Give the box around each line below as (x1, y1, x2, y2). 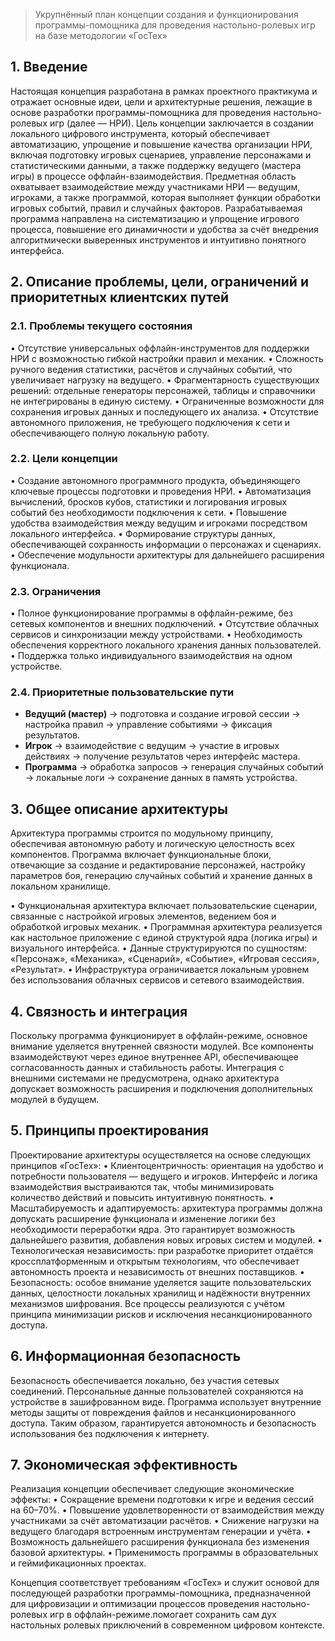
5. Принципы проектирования (10, 1122, 209, 1139)
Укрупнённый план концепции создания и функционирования (34, 9, 299, 20)
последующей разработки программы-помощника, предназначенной (10, 1587, 311, 1599)
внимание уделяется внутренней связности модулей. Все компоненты (10, 1040, 315, 1053)
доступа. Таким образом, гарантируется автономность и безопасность (10, 1417, 317, 1429)
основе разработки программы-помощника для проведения (10, 106, 272, 118)
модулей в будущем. (10, 1094, 100, 1106)
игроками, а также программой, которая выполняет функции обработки (10, 191, 321, 203)
